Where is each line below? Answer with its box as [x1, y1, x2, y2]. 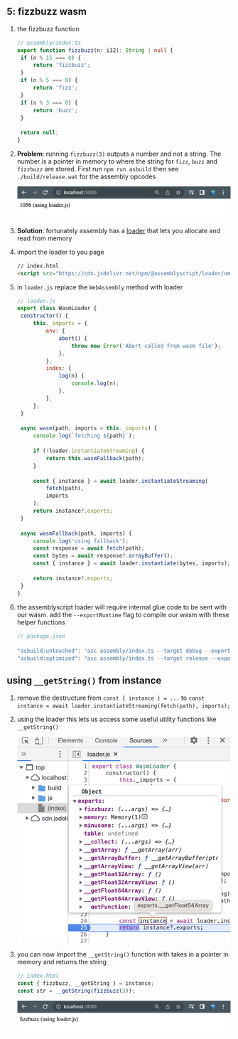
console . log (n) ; [71, 380, 119, 387]
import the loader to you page [16, 247, 104, 256]
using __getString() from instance [6, 675, 162, 687]
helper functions [16, 618, 65, 627]
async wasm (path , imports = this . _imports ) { [20, 425, 158, 432]
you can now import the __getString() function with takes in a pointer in [16, 949, 229, 959]
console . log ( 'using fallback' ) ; [33, 537, 129, 545]
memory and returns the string [16, 957, 107, 966]
